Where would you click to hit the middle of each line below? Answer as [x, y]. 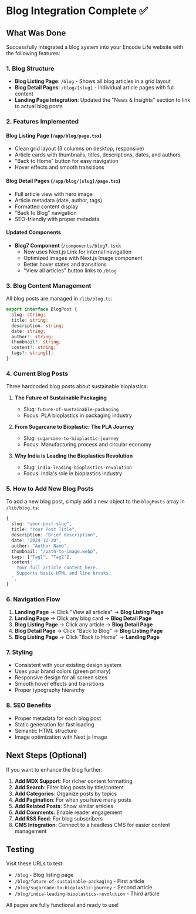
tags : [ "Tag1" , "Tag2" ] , [42, 557]
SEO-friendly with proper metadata [57, 219]
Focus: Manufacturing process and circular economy [87, 445]
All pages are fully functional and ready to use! [62, 905]
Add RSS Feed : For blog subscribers [59, 818]
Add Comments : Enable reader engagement [68, 812]
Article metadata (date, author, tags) [58, 200]
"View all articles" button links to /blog [70, 270]
